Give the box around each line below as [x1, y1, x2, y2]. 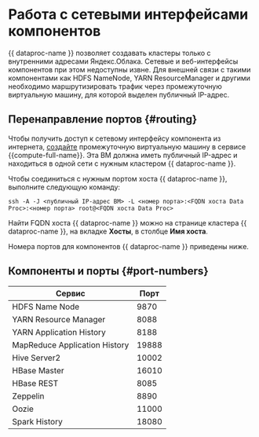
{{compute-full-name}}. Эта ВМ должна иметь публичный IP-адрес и [8, 150, 238, 160]
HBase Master [12, 365, 64, 376]
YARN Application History [12, 326, 106, 337]
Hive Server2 [12, 352, 61, 363]
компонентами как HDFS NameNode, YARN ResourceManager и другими [8, 73, 251, 83]
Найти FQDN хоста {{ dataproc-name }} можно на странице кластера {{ [8, 218, 247, 227]
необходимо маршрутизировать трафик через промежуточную [8, 81, 222, 91]
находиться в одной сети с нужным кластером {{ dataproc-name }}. [8, 159, 236, 168]
